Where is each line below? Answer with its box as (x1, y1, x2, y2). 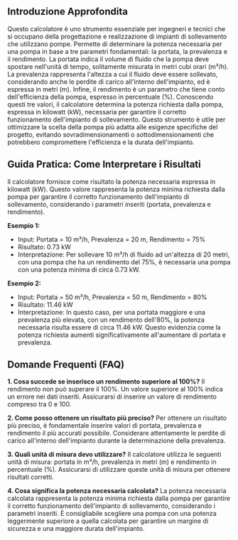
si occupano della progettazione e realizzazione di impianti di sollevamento (7, 32, 227, 40)
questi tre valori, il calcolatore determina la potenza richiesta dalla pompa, (7, 99, 224, 109)
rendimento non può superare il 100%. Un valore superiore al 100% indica (7, 385, 224, 394)
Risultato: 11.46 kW (17, 300, 73, 308)
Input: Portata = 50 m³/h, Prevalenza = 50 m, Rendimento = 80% (17, 293, 207, 301)
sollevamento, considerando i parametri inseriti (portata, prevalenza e (7, 200, 212, 208)
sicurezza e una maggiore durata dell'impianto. (7, 524, 145, 533)
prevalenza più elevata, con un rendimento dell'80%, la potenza (17, 315, 205, 324)
